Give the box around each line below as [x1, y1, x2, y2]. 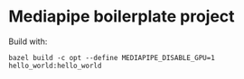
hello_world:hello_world [8, 61, 102, 70]
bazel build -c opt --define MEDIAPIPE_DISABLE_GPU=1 [8, 53, 216, 62]
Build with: [8, 36, 48, 47]
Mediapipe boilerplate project [8, 6, 236, 27]
